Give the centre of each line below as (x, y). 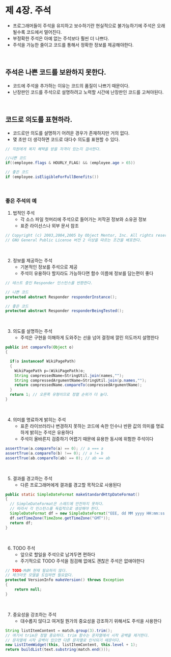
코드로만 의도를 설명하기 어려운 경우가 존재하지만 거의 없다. (71, 133)
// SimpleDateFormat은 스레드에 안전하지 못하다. (57, 504)
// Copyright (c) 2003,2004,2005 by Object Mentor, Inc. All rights (79, 236)
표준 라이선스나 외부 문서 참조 (49, 226)
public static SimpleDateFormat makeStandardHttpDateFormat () (73, 494)
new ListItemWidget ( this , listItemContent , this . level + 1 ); (72, 645)
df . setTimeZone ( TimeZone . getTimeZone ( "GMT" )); (60, 518)
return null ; (28, 590)
